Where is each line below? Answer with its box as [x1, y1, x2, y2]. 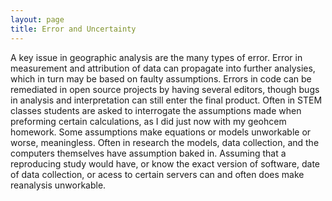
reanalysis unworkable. [10, 179, 107, 191]
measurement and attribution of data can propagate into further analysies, [10, 62, 316, 74]
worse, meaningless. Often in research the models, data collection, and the [10, 136, 320, 148]
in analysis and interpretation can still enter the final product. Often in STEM [10, 94, 323, 106]
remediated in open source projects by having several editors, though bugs [10, 83, 320, 95]
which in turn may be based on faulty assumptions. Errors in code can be [10, 72, 312, 85]
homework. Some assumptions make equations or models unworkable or [10, 126, 312, 138]
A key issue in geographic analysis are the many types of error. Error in [10, 51, 303, 63]
